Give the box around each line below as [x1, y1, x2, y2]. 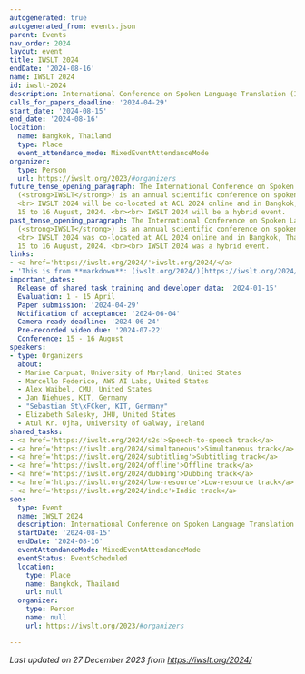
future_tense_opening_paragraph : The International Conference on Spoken [9, 183, 295, 192]
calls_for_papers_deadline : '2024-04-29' [9, 97, 169, 107]
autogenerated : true [9, 13, 88, 23]
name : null [25, 613, 67, 622]
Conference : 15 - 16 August [17, 334, 124, 343]
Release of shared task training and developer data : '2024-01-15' [17, 283, 279, 292]
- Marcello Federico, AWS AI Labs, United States [17, 376, 209, 386]
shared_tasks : [9, 427, 64, 436]
